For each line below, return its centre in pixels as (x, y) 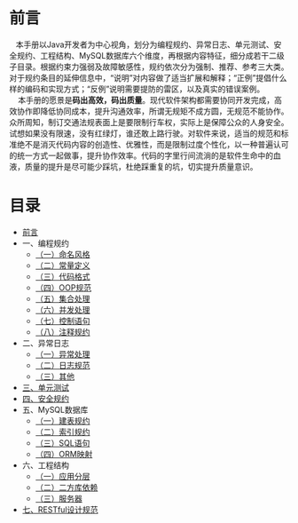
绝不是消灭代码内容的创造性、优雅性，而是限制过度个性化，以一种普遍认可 (153, 144)
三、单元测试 (45, 387)
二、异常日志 (45, 343)
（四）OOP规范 (63, 287)
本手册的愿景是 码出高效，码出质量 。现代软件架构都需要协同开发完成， (146, 99)
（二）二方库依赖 (67, 487)
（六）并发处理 (63, 309)
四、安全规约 (45, 398)
